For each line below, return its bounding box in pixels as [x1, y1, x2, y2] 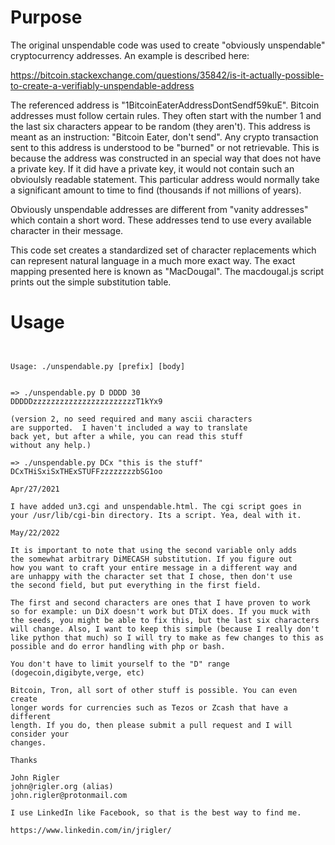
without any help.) [10, 440, 92, 450]
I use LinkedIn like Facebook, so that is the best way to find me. [10, 807, 302, 818]
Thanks [10, 755, 38, 765]
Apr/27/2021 [10, 484, 60, 494]
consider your [10, 729, 70, 739]
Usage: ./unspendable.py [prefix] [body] [10, 361, 186, 371]
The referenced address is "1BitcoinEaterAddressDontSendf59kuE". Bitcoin [10, 99, 320, 111]
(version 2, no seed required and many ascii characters [10, 414, 253, 424]
